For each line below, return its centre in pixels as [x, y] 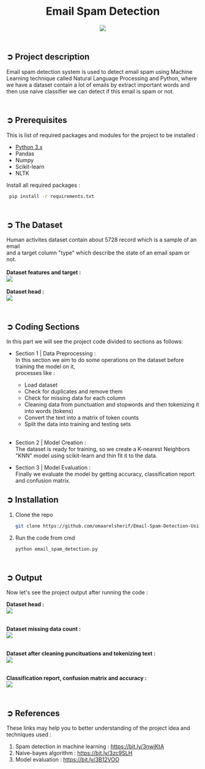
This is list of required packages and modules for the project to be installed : [102, 135]
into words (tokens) [49, 411]
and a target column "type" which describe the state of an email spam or [98, 253]
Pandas [25, 153]
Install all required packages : [43, 185]
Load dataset [41, 385]
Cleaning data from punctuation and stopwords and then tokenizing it [112, 404]
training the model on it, [45, 366]
